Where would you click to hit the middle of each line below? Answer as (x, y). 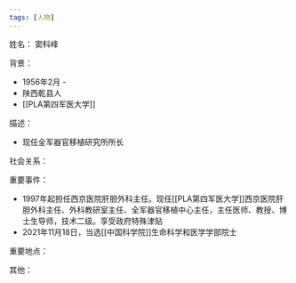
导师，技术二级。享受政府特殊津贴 (100, 221)
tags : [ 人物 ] (32, 17)
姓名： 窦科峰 (34, 44)
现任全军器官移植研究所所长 (73, 141)
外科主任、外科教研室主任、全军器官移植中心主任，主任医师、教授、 (155, 209)
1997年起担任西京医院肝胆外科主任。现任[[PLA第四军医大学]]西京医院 (149, 198)
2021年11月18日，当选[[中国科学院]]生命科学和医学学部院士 (129, 231)
